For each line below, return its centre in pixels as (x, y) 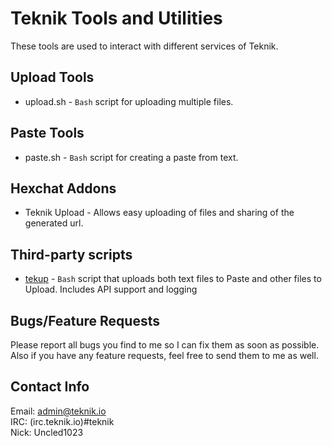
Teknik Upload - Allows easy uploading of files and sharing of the (159, 213)
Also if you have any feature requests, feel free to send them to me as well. (164, 355)
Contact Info (50, 387)
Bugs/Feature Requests (85, 320)
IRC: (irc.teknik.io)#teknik (62, 421)
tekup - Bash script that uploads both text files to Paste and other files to (173, 279)
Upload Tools (52, 77)
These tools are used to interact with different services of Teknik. (144, 46)
